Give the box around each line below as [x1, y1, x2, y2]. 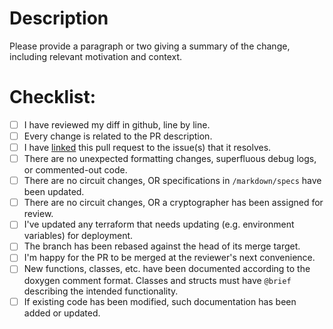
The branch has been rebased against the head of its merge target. [23, 240, 301, 252]
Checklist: [9, 86, 97, 109]
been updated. [23, 186, 85, 198]
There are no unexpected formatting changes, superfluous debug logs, [23, 153, 317, 165]
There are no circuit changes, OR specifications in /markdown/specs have [23, 175, 322, 187]
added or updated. [23, 307, 101, 319]
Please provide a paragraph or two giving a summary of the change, [9, 40, 291, 52]
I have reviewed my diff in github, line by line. [23, 118, 211, 131]
